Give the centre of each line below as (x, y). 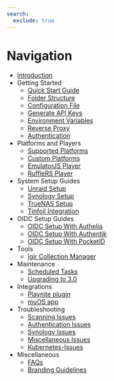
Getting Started (39, 83)
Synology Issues (51, 332)
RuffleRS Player (50, 173)
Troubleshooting (41, 309)
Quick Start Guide (53, 90)
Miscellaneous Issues (59, 340)
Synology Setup (51, 196)
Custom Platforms (54, 159)
